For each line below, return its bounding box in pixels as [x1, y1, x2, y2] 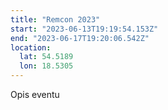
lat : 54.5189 [19, 52, 74, 62]
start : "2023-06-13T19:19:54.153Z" [10, 24, 159, 34]
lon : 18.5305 [19, 61, 74, 71]
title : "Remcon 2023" [10, 14, 101, 25]
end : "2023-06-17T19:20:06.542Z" [10, 33, 150, 43]
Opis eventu [10, 89, 60, 100]
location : [10, 42, 52, 53]
